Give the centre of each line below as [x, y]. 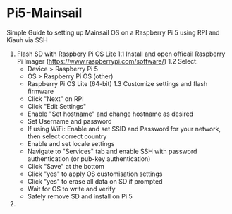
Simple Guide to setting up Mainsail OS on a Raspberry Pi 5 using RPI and [113, 32]
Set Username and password [69, 121]
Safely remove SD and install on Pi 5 [80, 196]
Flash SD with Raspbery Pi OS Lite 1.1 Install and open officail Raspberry [121, 54]
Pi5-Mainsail [44, 13]
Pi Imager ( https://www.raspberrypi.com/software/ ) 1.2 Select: [107, 61]
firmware [41, 91]
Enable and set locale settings [71, 143]
